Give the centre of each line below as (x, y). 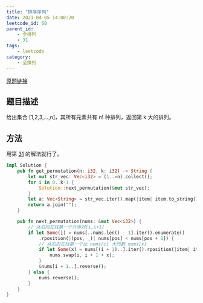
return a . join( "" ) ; (53, 205)
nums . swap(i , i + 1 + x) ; (82, 255)
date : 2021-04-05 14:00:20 (40, 18)
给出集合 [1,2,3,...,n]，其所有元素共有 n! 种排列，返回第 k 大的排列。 (90, 117)
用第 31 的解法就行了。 (34, 154)
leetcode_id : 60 (27, 23)
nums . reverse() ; (59, 278)
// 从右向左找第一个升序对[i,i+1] (66, 227)
